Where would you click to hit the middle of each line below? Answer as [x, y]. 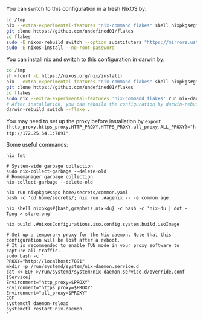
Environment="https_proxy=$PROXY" [50, 288]
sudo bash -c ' [25, 256]
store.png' [39, 214]
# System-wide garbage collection [50, 166]
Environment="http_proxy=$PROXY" [48, 283]
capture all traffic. [34, 251]
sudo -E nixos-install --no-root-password [60, 48]
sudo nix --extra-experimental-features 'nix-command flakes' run [92, 98]
